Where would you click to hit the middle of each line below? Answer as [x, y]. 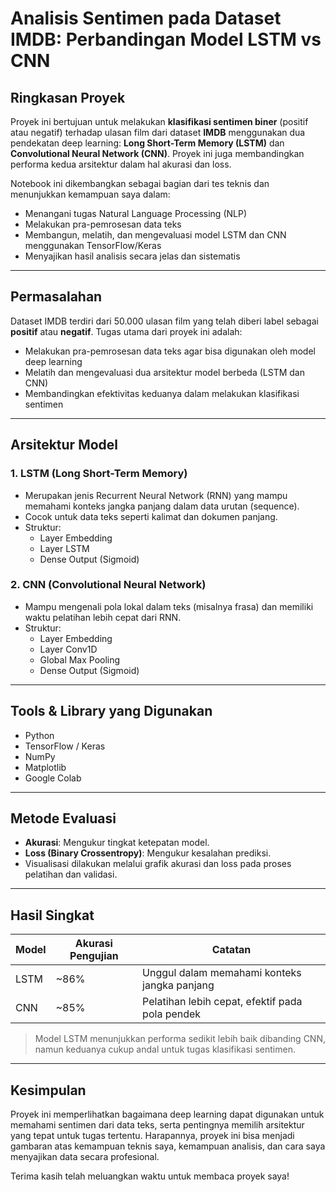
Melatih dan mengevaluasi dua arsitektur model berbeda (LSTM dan [164, 372]
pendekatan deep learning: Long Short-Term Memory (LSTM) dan [147, 143]
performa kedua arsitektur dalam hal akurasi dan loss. [121, 164]
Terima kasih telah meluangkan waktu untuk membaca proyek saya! [150, 1176]
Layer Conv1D [68, 649]
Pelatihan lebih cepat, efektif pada [222, 1002]
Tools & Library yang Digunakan [111, 711]
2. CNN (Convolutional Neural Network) [108, 585]
